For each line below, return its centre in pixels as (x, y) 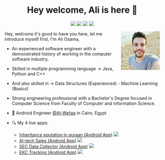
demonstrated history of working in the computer (62, 54)
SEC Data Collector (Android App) (53, 146)
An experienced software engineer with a (54, 48)
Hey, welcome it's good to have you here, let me (54, 33)
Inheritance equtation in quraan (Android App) (66, 134)
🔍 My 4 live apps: (30, 123)
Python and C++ (28, 74)
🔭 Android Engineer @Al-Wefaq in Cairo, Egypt (59, 113)
